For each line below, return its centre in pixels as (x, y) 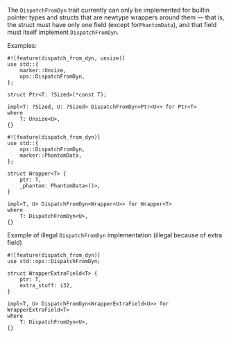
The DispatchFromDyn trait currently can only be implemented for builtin (109, 10)
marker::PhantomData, (51, 155)
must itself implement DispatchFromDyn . (63, 32)
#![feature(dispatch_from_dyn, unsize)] (67, 58)
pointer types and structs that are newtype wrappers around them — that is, (116, 17)
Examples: (22, 45)
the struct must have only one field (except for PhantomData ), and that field (112, 25)
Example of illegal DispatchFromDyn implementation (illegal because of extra (115, 235)
